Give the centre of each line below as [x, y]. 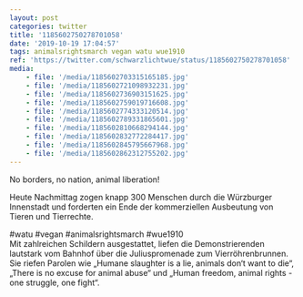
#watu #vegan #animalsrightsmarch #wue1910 [96, 234]
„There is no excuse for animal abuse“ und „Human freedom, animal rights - [151, 272]
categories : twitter [49, 26]
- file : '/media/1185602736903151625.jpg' [107, 94]
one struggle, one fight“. [55, 282]
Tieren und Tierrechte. [51, 216]
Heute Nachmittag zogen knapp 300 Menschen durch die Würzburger [141, 197]
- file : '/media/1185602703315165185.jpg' [107, 77]
